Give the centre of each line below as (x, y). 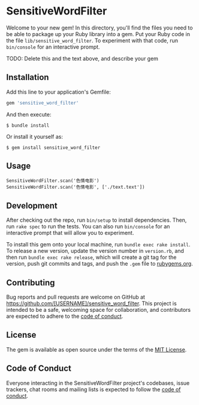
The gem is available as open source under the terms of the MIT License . (97, 349)
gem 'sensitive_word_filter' (43, 103)
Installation (28, 77)
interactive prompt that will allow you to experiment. (70, 233)
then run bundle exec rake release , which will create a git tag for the (91, 257)
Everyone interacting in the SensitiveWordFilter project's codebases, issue (98, 383)
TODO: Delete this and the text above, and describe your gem (82, 58)
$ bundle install (28, 125)
